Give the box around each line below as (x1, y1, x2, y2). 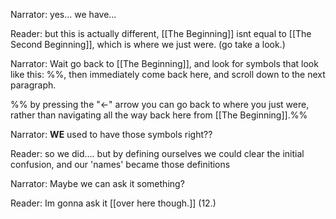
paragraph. (10, 79, 57, 91)
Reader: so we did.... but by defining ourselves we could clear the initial (10, 148, 305, 159)
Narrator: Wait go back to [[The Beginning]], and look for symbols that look (10, 58, 319, 69)
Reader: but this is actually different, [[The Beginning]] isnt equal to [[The (10, 28, 312, 39)
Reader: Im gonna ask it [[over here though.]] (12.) (10, 197, 217, 209)
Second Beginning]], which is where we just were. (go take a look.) (10, 39, 286, 50)
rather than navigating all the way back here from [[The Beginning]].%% (10, 109, 308, 121)
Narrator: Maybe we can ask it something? (10, 178, 185, 189)
